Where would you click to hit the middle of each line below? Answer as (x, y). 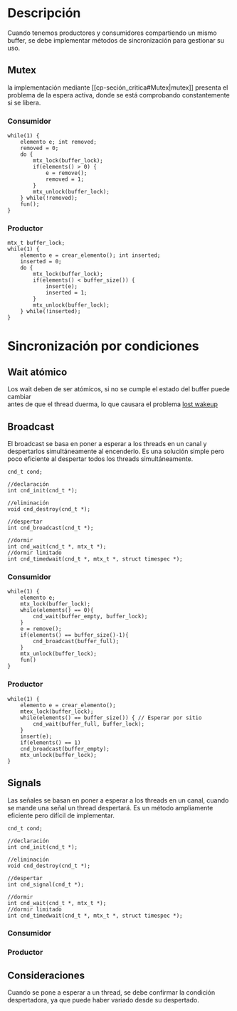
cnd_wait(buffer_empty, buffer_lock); (90, 617)
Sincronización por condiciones (103, 346)
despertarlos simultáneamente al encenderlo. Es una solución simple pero (116, 451)
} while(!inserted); (51, 312)
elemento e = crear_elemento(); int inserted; (90, 255)
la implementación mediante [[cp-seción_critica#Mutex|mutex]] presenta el (118, 88)
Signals (24, 783)
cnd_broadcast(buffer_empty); (65, 748)
